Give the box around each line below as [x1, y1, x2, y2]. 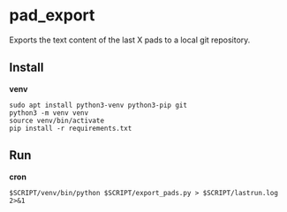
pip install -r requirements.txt [9, 124, 132, 132]
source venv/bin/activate [9, 116, 104, 125]
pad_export [9, 5, 95, 26]
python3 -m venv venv [9, 108, 89, 117]
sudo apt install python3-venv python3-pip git [9, 101, 188, 110]
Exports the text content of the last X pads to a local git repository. [9, 34, 251, 45]
